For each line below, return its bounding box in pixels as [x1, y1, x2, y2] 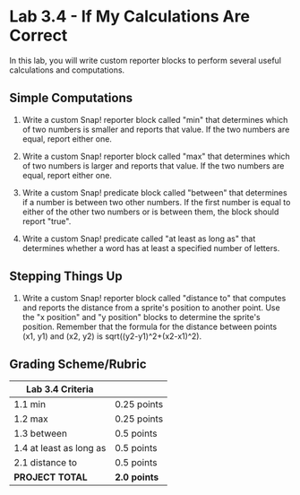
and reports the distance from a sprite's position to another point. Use [21, 302, 280, 313]
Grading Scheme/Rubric [9, 356, 147, 371]
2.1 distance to [13, 456, 78, 469]
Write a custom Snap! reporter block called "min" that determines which [21, 114, 288, 125]
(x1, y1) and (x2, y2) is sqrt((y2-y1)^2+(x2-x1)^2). [21, 330, 202, 342]
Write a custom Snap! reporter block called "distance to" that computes [21, 292, 287, 303]
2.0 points [115, 471, 159, 483]
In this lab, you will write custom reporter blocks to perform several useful [9, 55, 282, 65]
